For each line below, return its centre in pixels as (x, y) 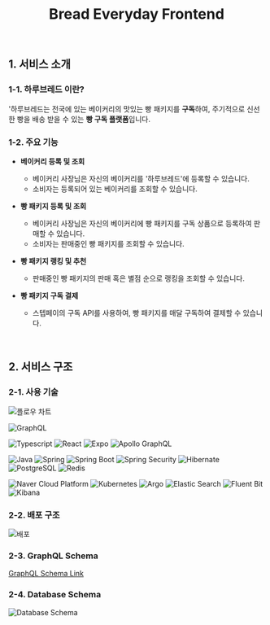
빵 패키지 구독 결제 (49, 295)
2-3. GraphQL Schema (54, 556)
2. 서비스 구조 (41, 367)
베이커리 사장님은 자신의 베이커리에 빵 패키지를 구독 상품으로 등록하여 (142, 223)
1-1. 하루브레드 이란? (46, 90)
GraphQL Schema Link (46, 574)
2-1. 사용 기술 (33, 392)
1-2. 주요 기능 (33, 142)
